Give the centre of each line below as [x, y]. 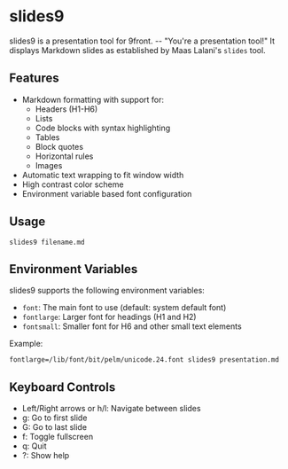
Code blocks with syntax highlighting [103, 128]
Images [49, 165]
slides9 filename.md [47, 242]
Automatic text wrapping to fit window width [103, 175]
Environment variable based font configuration [107, 193]
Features [34, 78]
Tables [47, 137]
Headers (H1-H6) [66, 109]
